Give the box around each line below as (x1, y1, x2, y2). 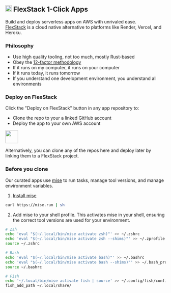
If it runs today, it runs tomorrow (12, 70, 80, 76)
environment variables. (5, 182, 53, 189)
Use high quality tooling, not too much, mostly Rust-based (12, 54, 135, 60)
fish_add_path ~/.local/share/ (5, 283, 72, 288)
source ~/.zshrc (5, 241, 40, 246)
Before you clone (5, 166, 48, 173)
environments (12, 81, 42, 87)
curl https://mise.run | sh (5, 202, 65, 207)
